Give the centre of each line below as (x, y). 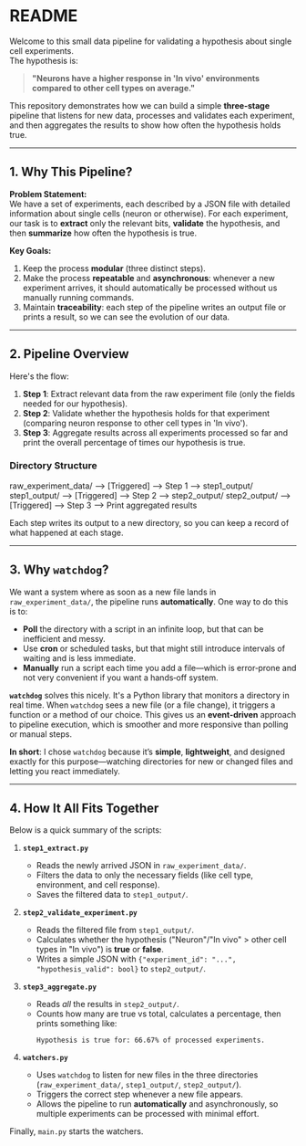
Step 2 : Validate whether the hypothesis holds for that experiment (146, 413)
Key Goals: (31, 250)
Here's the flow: (40, 376)
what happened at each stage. (66, 532)
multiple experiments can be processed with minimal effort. (148, 1114)
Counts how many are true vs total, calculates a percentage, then (158, 1014)
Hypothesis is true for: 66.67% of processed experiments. (151, 1041)
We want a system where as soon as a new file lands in (113, 592)
